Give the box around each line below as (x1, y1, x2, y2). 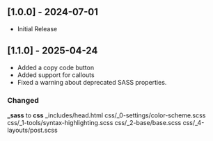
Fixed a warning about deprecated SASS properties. (17, 78, 167, 86)
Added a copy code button (17, 63, 95, 72)
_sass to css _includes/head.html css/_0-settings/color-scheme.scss (7, 111, 206, 119)
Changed (7, 95, 40, 105)
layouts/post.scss (7, 126, 58, 134)
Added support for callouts (17, 70, 95, 79)
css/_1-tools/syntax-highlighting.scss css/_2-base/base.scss (7, 118, 182, 126)
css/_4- (182, 118, 205, 126)
